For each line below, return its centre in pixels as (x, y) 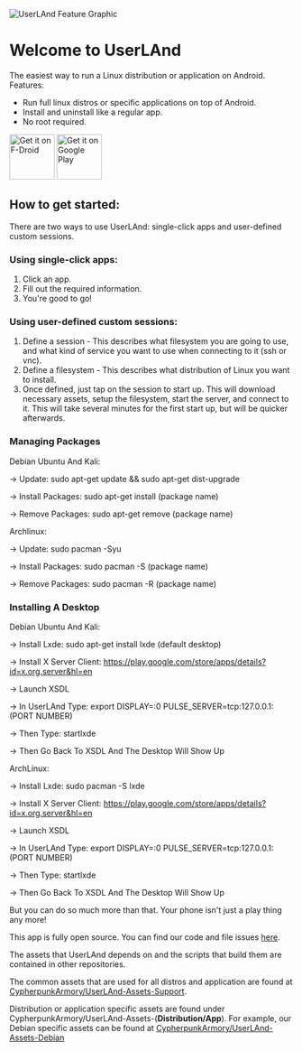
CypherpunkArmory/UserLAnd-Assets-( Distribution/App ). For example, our (151, 1018)
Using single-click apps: (64, 259)
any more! (28, 919)
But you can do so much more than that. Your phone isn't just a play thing (146, 910)
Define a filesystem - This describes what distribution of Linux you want (156, 370)
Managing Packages (55, 442)
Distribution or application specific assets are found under (117, 1009)
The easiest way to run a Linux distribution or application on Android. (137, 75)
